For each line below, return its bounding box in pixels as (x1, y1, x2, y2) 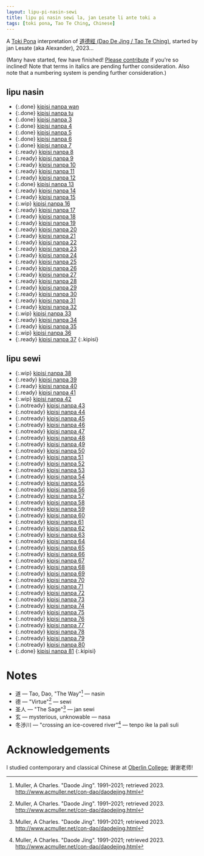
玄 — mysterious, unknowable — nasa (15, 713, 110, 720)
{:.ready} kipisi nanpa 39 (15, 376, 77, 383)
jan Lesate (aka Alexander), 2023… (6, 44, 94, 52)
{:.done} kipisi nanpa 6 (15, 135, 72, 143)
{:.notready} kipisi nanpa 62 (15, 524, 85, 532)
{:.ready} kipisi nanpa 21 (15, 232, 76, 240)
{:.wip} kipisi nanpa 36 (15, 329, 72, 336)
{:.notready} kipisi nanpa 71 (15, 583, 84, 590)
